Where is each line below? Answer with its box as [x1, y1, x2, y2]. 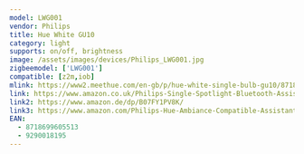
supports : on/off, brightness [9, 47, 124, 56]
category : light [9, 38, 71, 48]
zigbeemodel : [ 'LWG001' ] [9, 64, 103, 73]
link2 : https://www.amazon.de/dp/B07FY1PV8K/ [9, 97, 184, 107]
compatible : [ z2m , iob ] [9, 72, 95, 82]
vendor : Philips [9, 22, 71, 31]
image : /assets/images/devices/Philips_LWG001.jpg [9, 55, 204, 64]
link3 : [9, 106, 34, 115]
